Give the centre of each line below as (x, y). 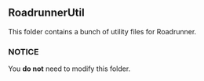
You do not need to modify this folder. (69, 69)
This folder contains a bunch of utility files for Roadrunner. (102, 31)
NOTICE (24, 51)
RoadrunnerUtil (46, 13)
